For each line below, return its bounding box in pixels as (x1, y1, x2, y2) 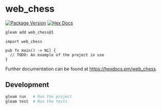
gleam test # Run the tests (5, 99, 68, 104)
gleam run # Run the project (5, 94, 72, 99)
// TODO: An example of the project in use (10, 52, 104, 58)
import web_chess (5, 39, 43, 44)
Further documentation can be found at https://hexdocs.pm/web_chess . (5, 66, 157, 72)
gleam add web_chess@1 (5, 30, 54, 35)
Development (5, 80, 50, 89)
